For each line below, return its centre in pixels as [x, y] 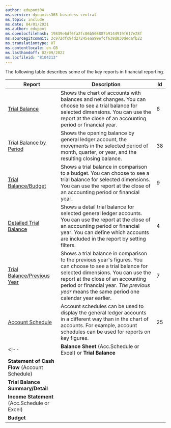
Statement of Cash [31, 361]
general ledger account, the [94, 140]
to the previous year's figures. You [102, 260]
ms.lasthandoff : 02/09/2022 [35, 52]
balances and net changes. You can [103, 99]
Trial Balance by [27, 143]
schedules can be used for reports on [106, 332]
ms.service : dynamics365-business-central [51, 15]
